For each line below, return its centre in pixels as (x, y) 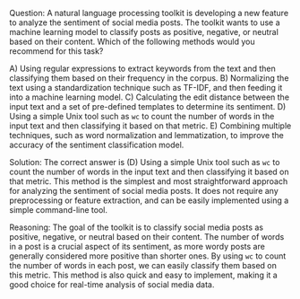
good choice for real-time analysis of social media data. (112, 285)
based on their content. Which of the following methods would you (132, 41)
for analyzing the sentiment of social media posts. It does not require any (144, 191)
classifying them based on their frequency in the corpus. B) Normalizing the (149, 78)
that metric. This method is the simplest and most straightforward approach (149, 181)
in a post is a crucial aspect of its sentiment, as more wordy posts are (137, 246)
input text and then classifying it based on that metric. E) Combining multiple (150, 126)
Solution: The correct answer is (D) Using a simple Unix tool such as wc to (145, 162)
